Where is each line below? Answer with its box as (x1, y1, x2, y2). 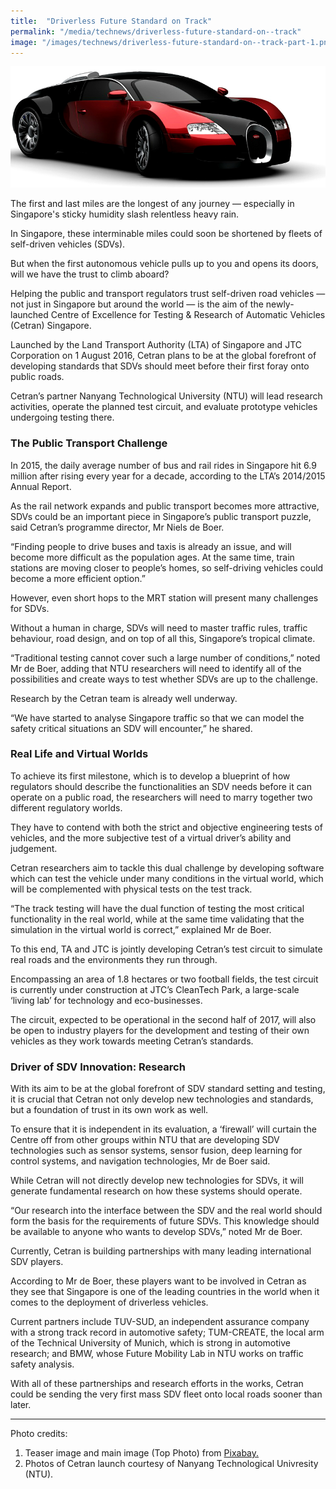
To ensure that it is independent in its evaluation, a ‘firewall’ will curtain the (10, 1123, 317, 1135)
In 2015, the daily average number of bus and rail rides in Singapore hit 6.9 (10, 459, 317, 471)
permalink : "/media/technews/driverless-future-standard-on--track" (10, 26, 302, 37)
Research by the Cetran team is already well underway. (10, 692, 238, 704)
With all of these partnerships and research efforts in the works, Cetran (10, 1378, 304, 1390)
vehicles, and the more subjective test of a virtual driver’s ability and (10, 831, 292, 844)
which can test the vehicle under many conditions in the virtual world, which (10, 872, 324, 884)
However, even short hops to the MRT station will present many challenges (10, 591, 319, 604)
